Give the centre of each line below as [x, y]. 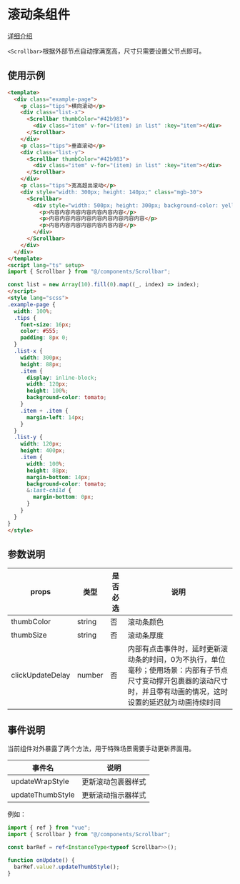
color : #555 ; [40, 331]
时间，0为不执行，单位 [187, 660]
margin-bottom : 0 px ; [64, 497]
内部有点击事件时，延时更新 [174, 649]
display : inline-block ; [62, 378]
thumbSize [29, 635]
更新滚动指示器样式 [114, 795]
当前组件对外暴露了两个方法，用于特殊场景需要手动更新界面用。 [101, 749]
